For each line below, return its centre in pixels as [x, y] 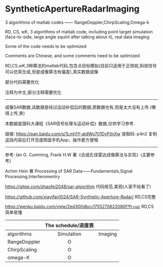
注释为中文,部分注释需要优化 [33, 92]
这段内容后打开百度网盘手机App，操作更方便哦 [52, 140]
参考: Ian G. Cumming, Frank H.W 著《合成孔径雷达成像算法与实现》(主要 [78, 155]
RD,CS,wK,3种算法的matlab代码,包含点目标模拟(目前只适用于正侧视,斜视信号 [81, 65]
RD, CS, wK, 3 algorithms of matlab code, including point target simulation [79, 31]
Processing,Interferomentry [33, 176]
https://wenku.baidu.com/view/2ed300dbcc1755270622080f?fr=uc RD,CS [80, 206]
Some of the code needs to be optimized [46, 46]
